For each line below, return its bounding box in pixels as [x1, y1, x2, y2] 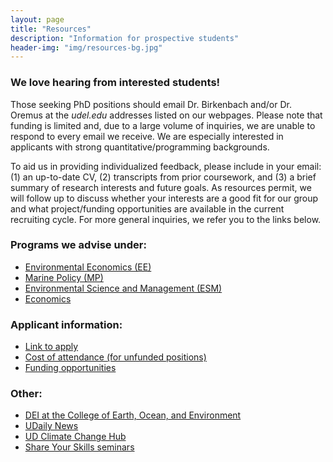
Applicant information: [10, 317, 123, 331]
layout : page [10, 14, 65, 25]
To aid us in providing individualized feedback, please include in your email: [10, 160, 322, 172]
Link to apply [24, 341, 79, 353]
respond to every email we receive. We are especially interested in [10, 130, 284, 142]
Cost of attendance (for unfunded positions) [24, 351, 207, 363]
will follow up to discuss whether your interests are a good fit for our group [10, 192, 319, 204]
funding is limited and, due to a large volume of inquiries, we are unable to [10, 119, 316, 131]
